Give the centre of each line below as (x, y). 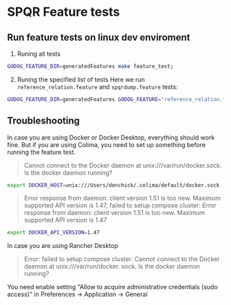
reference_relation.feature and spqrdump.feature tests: (97, 87)
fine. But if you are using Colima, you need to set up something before (107, 144)
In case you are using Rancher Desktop (63, 246)
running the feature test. (41, 152)
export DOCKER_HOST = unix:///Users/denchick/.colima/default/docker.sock (113, 185)
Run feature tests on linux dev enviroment (99, 37)
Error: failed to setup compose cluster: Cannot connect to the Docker (122, 259)
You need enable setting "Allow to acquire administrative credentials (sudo (112, 287)
